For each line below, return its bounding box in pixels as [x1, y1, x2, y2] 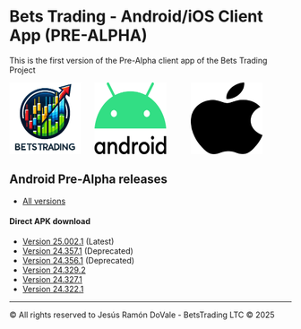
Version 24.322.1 [21, 283, 84, 294]
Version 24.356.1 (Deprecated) [21, 255, 135, 265]
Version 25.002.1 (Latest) [21, 236, 115, 247]
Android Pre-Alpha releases [9, 172, 168, 187]
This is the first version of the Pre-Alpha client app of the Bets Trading [9, 55, 268, 65]
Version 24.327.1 [21, 273, 82, 284]
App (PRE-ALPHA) [9, 25, 148, 46]
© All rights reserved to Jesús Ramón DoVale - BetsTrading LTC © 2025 [9, 309, 275, 320]
